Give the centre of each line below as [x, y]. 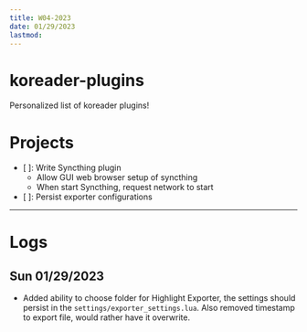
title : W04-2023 [40, 18]
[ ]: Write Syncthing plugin [72, 168]
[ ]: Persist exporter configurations [87, 197]
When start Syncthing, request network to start [125, 187]
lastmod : [26, 35]
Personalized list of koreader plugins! [79, 105]
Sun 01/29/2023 [57, 276]
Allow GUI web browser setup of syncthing [117, 177]
